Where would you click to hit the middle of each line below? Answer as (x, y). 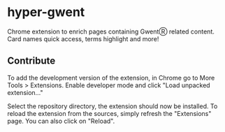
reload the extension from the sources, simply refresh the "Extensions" (109, 113)
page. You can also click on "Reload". (61, 121)
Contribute (31, 61)
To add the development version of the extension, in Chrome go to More (111, 78)
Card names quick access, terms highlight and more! (83, 38)
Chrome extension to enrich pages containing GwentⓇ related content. (111, 31)
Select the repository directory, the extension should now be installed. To (112, 106)
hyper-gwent (46, 12)
